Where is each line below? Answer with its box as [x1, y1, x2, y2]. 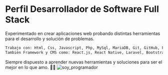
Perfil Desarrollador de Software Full [5, 3, 159, 15]
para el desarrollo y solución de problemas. [5, 36, 94, 42]
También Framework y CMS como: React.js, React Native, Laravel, [5, 50, 144, 55]
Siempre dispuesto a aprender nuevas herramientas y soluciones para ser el [5, 59, 162, 65]
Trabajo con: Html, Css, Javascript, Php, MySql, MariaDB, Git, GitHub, [5, 45, 160, 50]
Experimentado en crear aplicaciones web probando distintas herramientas [5, 30, 160, 36]
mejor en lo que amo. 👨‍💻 [5, 64, 56, 70]
